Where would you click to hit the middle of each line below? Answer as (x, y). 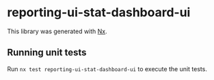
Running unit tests (47, 53)
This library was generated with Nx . (57, 31)
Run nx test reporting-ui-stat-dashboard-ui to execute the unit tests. (107, 68)
